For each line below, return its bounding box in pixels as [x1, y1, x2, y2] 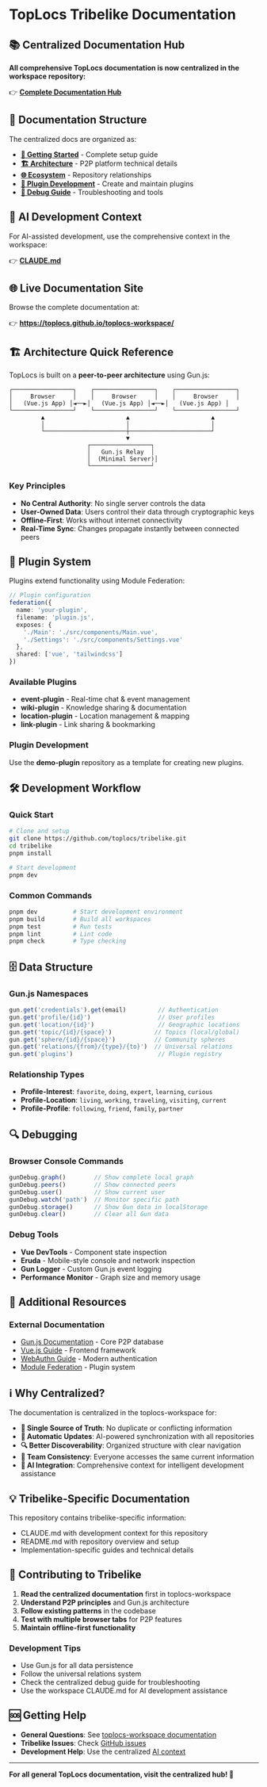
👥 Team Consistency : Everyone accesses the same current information [20, 1452, 254, 1462]
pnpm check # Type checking [9, 937, 127, 945]
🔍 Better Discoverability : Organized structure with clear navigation [20, 1441, 242, 1450]
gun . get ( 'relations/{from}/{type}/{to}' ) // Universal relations [9, 1043, 233, 1051]
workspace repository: [9, 71, 86, 81]
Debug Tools [9, 1229, 59, 1240]
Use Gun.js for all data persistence [20, 1661, 134, 1670]
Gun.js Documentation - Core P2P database [20, 1337, 164, 1347]
